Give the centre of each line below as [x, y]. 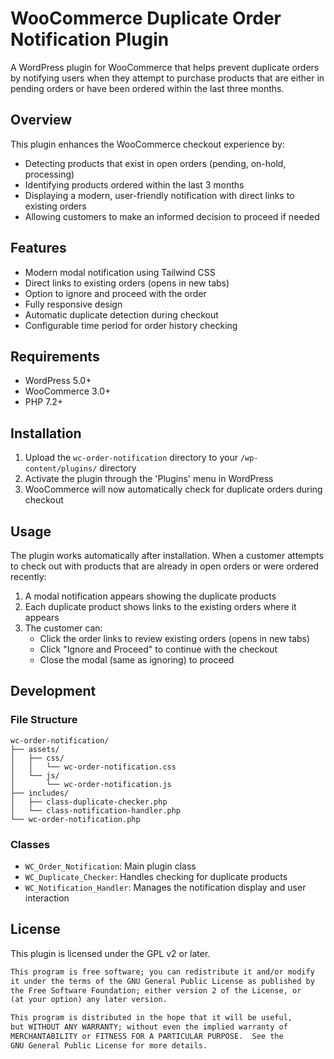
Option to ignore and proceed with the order [115, 293]
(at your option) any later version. [89, 1000]
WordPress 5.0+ [58, 381]
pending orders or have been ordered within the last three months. [147, 88]
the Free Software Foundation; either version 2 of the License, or [156, 990]
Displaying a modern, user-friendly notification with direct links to [159, 195]
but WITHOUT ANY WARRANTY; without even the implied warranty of [149, 1027]
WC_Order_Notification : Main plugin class [110, 866]
